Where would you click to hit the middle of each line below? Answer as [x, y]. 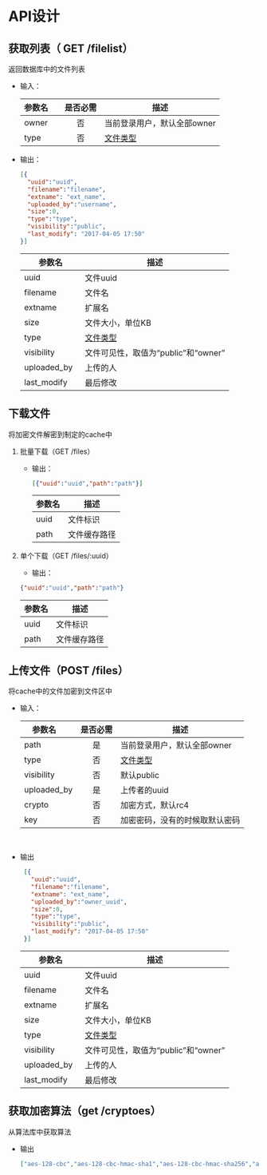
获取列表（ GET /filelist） [71, 48]
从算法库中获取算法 [40, 1132]
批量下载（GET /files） [57, 451]
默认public [139, 776]
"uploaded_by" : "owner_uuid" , [79, 902]
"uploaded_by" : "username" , [72, 204]
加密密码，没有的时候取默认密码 [180, 820]
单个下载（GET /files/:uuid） [66, 556]
